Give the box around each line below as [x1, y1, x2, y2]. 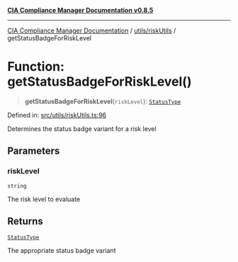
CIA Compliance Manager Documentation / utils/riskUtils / [7, 26, 176, 35]
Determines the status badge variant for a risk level [7, 124, 157, 133]
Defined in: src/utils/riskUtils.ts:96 [7, 110, 107, 119]
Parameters [7, 145, 60, 157]
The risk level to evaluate [7, 195, 81, 203]
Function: [7, 59, 65, 75]
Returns [7, 215, 44, 227]
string [7, 182, 27, 190]
